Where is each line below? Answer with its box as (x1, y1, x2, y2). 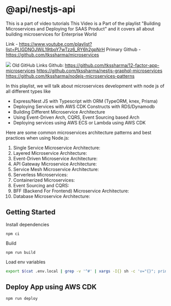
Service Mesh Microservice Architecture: (13, 166, 99, 172)
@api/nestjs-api (6, 4, 76, 15)
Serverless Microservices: (13, 172, 68, 178)
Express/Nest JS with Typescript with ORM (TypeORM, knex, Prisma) (13, 98, 158, 104)
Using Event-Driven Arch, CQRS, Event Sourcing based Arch (13, 114, 140, 120)
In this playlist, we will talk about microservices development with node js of (6, 83, 164, 89)
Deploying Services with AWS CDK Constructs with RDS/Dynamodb (13, 103, 155, 110)
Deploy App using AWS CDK (6, 283, 97, 291)
